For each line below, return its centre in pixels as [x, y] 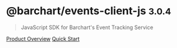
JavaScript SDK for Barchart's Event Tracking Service [87, 27]
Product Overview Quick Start [43, 39]
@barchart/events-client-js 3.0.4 [89, 11]
